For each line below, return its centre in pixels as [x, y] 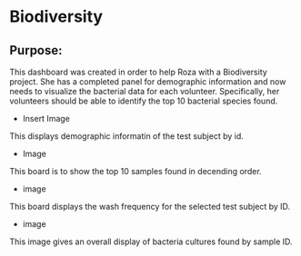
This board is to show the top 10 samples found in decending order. [135, 171]
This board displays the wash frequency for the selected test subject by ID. [150, 207]
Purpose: [36, 50]
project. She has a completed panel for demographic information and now [148, 82]
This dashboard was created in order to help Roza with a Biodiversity [139, 72]
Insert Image [46, 118]
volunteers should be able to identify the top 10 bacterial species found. [144, 101]
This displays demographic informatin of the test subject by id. [126, 136]
